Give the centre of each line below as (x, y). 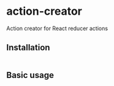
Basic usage (30, 75)
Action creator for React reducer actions (57, 28)
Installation (28, 48)
